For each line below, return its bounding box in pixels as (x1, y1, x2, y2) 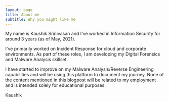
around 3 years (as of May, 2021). (5, 36, 76, 42)
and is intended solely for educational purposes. (5, 82, 106, 88)
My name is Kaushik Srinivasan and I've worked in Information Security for (5, 31, 161, 37)
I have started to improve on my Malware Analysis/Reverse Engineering (5, 66, 154, 72)
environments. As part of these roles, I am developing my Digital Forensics (5, 51, 160, 57)
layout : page (5, 7, 33, 13)
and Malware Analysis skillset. (5, 57, 68, 63)
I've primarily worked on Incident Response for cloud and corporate (5, 46, 147, 52)
